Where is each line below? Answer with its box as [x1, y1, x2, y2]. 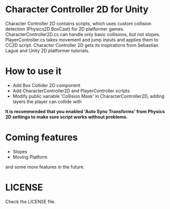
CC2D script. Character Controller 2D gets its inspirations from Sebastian [5, 42, 159, 48]
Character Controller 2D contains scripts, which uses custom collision [5, 20, 152, 27]
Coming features [5, 132, 78, 143]
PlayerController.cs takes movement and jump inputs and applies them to [5, 37, 159, 43]
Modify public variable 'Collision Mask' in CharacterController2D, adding [12, 93, 164, 99]
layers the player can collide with [12, 98, 82, 104]
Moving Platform [12, 154, 47, 160]
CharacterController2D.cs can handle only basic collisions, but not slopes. [5, 31, 161, 37]
